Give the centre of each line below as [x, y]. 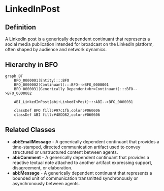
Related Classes [30, 130]
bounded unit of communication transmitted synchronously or [75, 178]
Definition [20, 27]
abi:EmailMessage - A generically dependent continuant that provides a [86, 141]
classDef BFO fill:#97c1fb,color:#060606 [57, 110]
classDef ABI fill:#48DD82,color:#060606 [57, 115]
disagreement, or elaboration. [42, 167]
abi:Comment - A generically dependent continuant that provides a [81, 157]
